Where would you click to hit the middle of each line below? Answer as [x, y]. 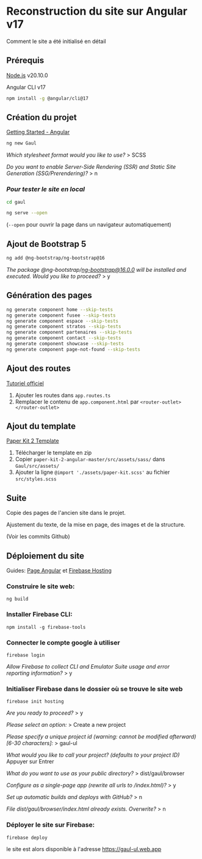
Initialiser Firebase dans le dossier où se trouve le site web [95, 689]
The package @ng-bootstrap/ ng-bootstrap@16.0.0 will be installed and [96, 270]
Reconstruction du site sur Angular [97, 11]
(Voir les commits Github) [38, 536]
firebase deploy [27, 838]
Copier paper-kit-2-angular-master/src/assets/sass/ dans [90, 459]
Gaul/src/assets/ [37, 467]
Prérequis [25, 60]
